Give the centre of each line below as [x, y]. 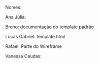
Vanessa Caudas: [24, 56]
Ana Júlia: [16, 17]
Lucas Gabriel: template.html [35, 37]
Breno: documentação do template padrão [49, 27]
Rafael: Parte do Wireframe [34, 46]
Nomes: [13, 7]
